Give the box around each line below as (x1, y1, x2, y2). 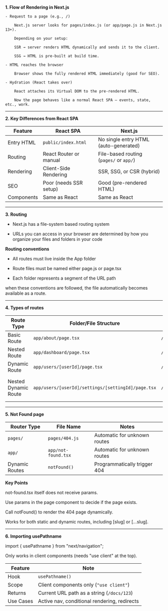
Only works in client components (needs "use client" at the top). (5, 553, 137, 559)
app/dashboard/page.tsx (33, 350, 90, 355)
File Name (56, 423, 81, 430)
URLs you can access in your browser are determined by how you (12, 231, 148, 237)
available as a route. (5, 290, 46, 296)
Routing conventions (5, 246, 49, 252)
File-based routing (98, 150, 142, 157)
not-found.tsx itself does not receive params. (5, 490, 98, 495)
